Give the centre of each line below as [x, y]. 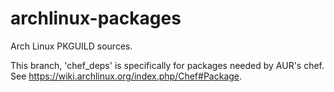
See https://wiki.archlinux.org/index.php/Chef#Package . [126, 76]
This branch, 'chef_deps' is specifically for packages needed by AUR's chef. [167, 65]
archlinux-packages [96, 18]
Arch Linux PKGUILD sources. [71, 46]
